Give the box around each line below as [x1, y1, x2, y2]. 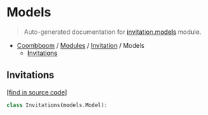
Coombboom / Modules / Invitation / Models [16, 41, 145, 49]
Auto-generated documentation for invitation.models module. [23, 28, 202, 36]
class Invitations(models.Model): [6, 102, 108, 109]
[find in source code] [6, 87, 67, 96]
